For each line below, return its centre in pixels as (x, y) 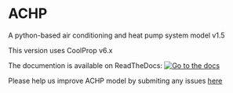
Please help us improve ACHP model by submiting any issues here (115, 80)
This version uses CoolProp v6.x (60, 50)
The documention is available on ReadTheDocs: (86, 65)
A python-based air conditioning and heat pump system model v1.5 (116, 35)
